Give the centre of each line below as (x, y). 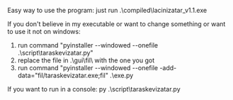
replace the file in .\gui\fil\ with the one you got (86, 60)
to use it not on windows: (44, 32)
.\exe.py (121, 75)
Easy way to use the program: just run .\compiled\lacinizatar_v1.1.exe (107, 10)
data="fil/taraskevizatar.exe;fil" (63, 75)
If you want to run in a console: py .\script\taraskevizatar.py (94, 89)
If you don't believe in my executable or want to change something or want (116, 24)
